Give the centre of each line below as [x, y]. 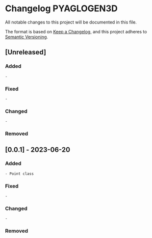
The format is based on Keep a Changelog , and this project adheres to [76, 31]
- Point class [20, 174]
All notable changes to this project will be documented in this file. [71, 22]
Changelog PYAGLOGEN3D [61, 9]
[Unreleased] [26, 52]
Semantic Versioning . [26, 37]
